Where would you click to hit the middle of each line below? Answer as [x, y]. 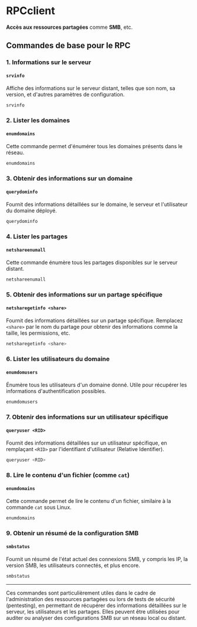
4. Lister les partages [37, 236]
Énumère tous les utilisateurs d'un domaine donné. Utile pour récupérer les [97, 385]
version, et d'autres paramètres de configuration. [65, 95]
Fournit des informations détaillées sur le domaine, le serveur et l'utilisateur [97, 205]
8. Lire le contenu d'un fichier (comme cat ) [68, 475]
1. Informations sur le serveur [49, 62]
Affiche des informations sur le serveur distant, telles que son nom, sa [91, 88]
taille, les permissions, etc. [38, 333]
